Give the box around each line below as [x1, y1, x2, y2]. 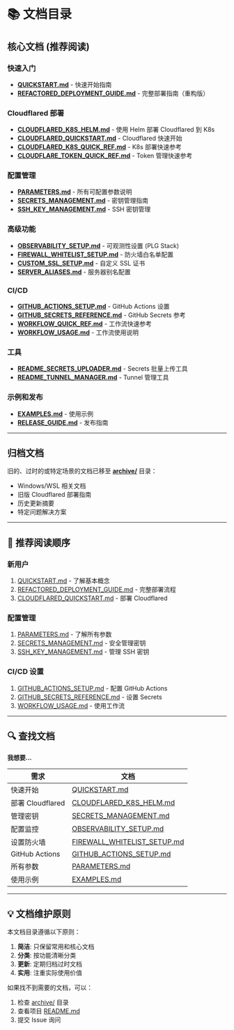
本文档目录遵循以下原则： [7, 928, 81, 936]
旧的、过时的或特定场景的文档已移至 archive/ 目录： [7, 467, 158, 475]
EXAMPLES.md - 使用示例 [17, 409, 94, 418]
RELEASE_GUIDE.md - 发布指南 [17, 418, 109, 426]
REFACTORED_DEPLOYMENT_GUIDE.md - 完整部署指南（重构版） [17, 89, 210, 98]
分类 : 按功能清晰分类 [17, 951, 77, 960]
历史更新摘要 [17, 499, 54, 507]
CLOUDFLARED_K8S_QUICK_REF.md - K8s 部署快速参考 [17, 143, 182, 151]
